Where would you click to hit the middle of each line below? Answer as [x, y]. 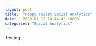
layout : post [19, 10]
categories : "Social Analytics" [39, 24]
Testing [13, 38]
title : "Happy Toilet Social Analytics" [49, 14]
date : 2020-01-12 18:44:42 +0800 [42, 19]
